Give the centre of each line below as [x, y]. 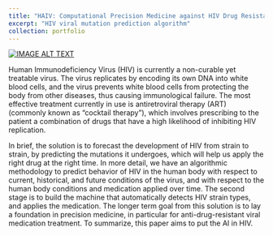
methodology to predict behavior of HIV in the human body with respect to [133, 172]
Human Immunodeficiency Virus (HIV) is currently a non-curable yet [122, 70]
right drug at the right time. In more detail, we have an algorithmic [118, 163]
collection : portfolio [47, 31]
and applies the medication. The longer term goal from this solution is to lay [135, 206]
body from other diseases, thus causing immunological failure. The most [130, 96]
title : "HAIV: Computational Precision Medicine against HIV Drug [123, 16]
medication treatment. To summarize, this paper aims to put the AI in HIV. [131, 223]
